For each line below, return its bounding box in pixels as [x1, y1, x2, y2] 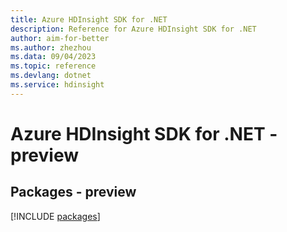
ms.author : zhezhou [10, 42, 92, 53]
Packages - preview [10, 184, 137, 201]
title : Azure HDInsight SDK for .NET [10, 14, 168, 25]
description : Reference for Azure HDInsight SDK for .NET [10, 24, 257, 34]
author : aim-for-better [10, 33, 110, 43]
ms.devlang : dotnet [10, 71, 92, 81]
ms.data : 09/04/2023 [10, 52, 97, 62]
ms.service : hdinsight [10, 80, 105, 90]
